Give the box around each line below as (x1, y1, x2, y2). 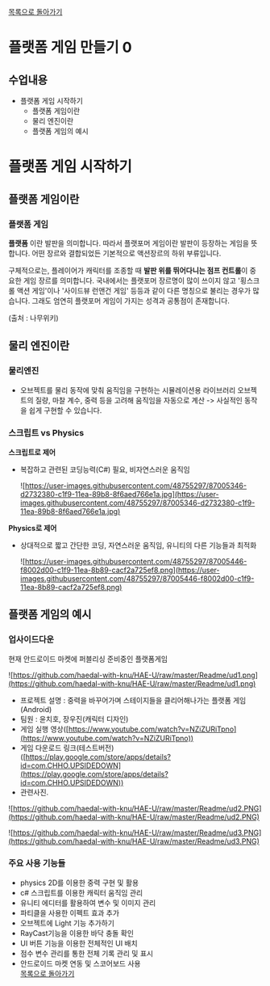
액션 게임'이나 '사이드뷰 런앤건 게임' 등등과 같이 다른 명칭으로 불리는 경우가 (16, 285, 251, 295)
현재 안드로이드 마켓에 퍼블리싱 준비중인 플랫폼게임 (8, 654, 168, 664)
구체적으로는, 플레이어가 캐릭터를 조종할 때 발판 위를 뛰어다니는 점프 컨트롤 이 (8, 265, 248, 275)
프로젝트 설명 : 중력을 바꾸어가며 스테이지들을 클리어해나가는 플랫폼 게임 (19, 695, 247, 705)
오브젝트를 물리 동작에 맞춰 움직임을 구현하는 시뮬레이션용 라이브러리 (19, 385, 236, 394)
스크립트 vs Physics (8, 428, 85, 439)
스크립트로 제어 (8, 447, 56, 457)
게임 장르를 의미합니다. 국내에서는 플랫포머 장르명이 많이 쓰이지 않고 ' (23, 276, 240, 285)
